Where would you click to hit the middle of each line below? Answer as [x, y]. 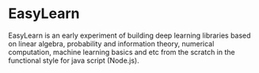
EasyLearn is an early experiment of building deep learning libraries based [129, 35]
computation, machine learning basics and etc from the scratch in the [122, 52]
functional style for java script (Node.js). [74, 60]
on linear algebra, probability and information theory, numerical [111, 43]
